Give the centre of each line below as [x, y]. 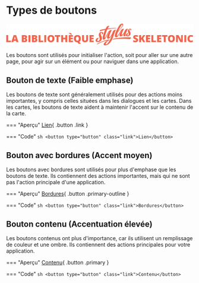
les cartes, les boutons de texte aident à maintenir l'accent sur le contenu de [100, 107]
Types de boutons [51, 10]
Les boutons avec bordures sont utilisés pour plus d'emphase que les [91, 169]
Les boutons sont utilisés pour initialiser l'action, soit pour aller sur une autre [99, 55]
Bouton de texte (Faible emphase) [70, 80]
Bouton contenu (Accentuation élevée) [79, 224]
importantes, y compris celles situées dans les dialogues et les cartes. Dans [99, 101]
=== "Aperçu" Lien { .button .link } [47, 125]
